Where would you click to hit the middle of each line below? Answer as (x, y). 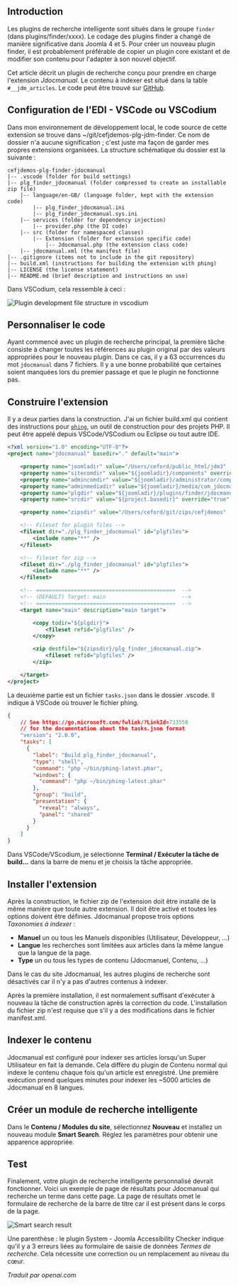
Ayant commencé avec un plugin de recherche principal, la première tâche (116, 342)
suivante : (22, 157)
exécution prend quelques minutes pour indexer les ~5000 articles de (109, 1080)
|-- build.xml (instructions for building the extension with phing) (112, 263)
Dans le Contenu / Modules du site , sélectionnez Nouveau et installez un (115, 1126)
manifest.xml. (27, 1018)
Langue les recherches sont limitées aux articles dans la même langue (120, 945)
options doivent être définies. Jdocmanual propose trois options (101, 916)
